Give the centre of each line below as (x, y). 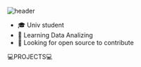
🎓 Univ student (41, 25)
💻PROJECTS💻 (30, 57)
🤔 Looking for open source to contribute (75, 43)
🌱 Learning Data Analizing (55, 35)
